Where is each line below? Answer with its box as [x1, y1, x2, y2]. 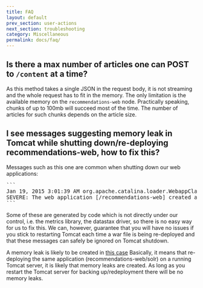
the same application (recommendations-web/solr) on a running [32, 255, 192, 263]
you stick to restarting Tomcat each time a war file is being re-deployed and [6, 230, 195, 238]
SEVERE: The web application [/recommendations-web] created [6, 193, 192, 201]
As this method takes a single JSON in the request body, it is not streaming [6, 85, 193, 92]
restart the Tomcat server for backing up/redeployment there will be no [6, 268, 184, 275]
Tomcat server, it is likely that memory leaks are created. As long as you [6, 261, 185, 269]
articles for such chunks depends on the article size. [6, 110, 137, 118]
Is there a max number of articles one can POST [6, 59, 189, 70]
